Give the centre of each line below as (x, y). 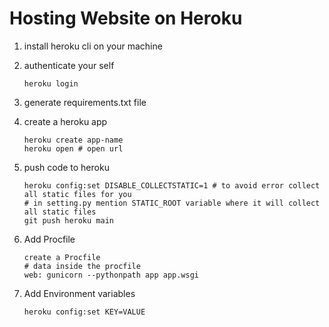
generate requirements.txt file (85, 102)
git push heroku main (68, 220)
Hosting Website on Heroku (126, 18)
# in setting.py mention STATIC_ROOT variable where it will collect (172, 203)
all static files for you (77, 194)
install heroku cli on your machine (93, 46)
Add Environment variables (79, 293)
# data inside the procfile (82, 266)
